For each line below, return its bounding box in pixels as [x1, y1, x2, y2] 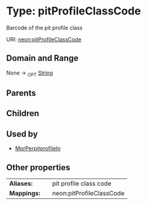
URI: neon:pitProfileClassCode [6, 35, 81, 43]
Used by [6, 129, 38, 139]
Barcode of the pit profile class [6, 24, 83, 31]
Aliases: [9, 179, 33, 188]
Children [6, 108, 39, 118]
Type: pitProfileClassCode [6, 4, 142, 18]
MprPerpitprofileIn [14, 145, 61, 152]
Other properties [6, 162, 70, 173]
